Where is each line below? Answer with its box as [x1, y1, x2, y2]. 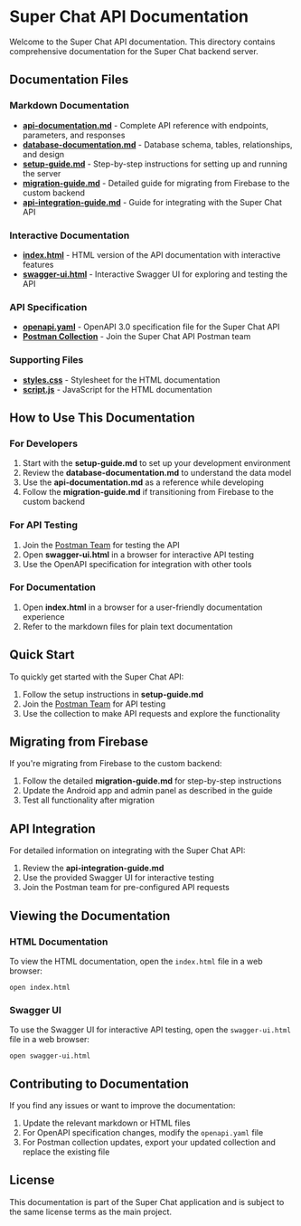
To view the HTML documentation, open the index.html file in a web [9, 955, 264, 966]
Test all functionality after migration [22, 794, 155, 806]
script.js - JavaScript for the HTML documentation [22, 384, 212, 394]
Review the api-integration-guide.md [22, 862, 165, 874]
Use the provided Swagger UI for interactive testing [22, 872, 215, 883]
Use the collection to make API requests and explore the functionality [22, 708, 280, 718]
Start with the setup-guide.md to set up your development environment [22, 458, 291, 469]
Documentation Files [9, 72, 129, 88]
